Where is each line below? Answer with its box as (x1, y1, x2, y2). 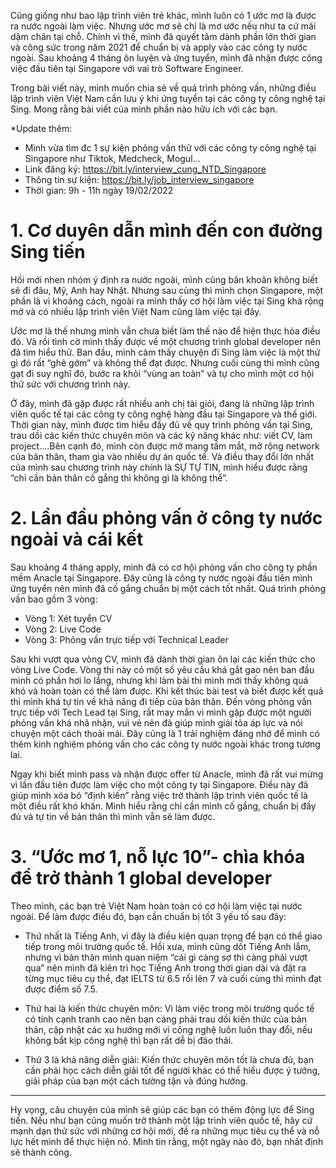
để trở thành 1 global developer (10, 867, 273, 890)
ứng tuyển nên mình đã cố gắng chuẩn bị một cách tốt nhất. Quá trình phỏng (10, 582, 326, 594)
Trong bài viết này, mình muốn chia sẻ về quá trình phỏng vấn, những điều (10, 82, 317, 94)
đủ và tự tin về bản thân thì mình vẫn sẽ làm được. (10, 810, 216, 822)
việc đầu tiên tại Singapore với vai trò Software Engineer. (10, 63, 244, 74)
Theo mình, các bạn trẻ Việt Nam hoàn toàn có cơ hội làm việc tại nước (10, 900, 303, 912)
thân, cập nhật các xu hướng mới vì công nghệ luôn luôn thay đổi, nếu (24, 1023, 313, 1035)
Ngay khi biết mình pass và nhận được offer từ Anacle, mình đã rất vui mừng (10, 768, 324, 780)
